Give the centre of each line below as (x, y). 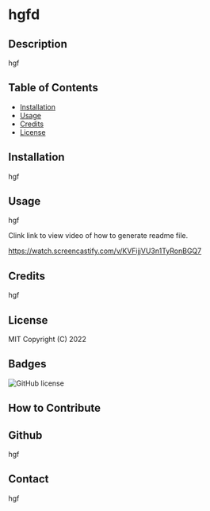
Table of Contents (53, 88)
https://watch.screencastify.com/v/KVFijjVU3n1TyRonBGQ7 (105, 251)
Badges (27, 364)
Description (38, 44)
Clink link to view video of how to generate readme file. (98, 236)
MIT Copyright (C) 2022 (48, 340)
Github (25, 435)
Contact (29, 479)
